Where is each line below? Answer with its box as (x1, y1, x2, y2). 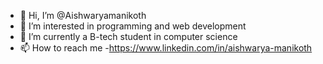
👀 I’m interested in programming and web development (19, 20, 247, 32)
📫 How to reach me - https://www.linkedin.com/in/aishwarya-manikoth (19, 42, 313, 54)
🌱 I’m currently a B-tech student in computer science (19, 31, 238, 42)
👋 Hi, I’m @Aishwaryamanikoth (19, 10, 147, 21)
